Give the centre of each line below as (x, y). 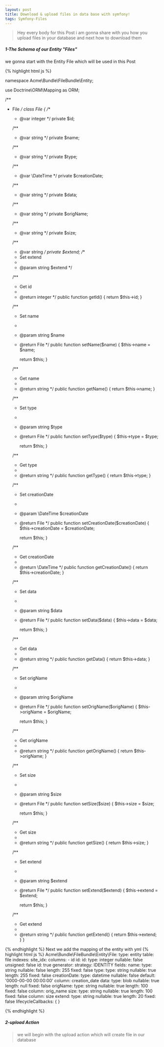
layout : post (18, 10)
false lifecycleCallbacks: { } (33, 1002)
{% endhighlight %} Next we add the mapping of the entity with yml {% (77, 949)
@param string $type (41, 427)
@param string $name (42, 335)
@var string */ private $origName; (54, 214)
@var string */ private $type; (48, 157)
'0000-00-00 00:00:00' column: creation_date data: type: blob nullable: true (82, 981)
